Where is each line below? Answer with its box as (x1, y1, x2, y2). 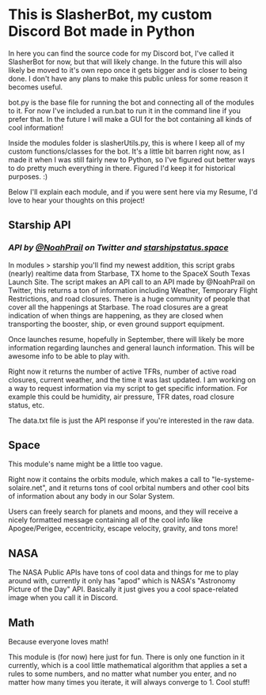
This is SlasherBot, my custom (8, 6, 212, 24)
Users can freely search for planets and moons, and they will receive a (8, 507, 239, 516)
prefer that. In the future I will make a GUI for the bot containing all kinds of (8, 114, 253, 123)
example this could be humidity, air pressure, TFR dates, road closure (8, 392, 235, 401)
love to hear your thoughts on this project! (8, 196, 145, 205)
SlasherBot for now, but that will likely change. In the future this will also (8, 57, 243, 66)
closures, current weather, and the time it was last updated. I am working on (8, 374, 256, 385)
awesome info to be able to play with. (8, 351, 131, 361)
